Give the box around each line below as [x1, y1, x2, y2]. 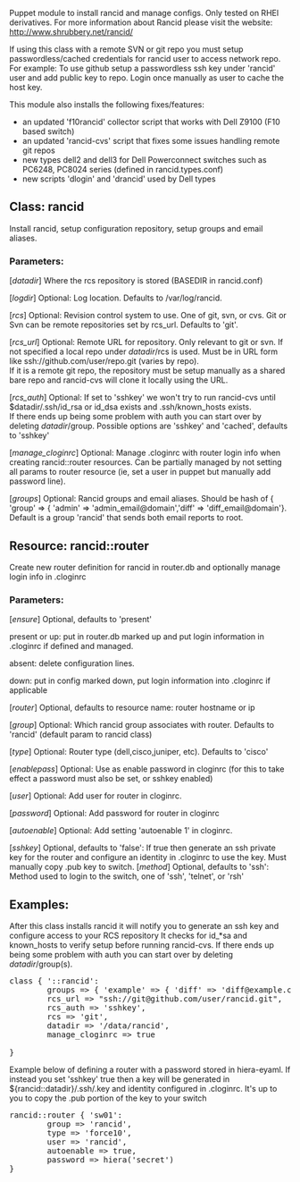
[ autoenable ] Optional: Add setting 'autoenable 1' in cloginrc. [9, 825, 233, 836]
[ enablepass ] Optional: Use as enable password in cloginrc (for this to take [9, 764, 285, 774]
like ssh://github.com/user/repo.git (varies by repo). [9, 356, 199, 367]
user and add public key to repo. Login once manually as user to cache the [9, 72, 284, 83]
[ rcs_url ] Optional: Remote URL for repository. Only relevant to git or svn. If [9, 337, 284, 348]
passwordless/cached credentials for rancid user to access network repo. [9, 54, 281, 63]
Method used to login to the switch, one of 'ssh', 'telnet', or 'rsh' [9, 871, 245, 882]
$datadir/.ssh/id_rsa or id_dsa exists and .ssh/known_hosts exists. [9, 401, 252, 412]
